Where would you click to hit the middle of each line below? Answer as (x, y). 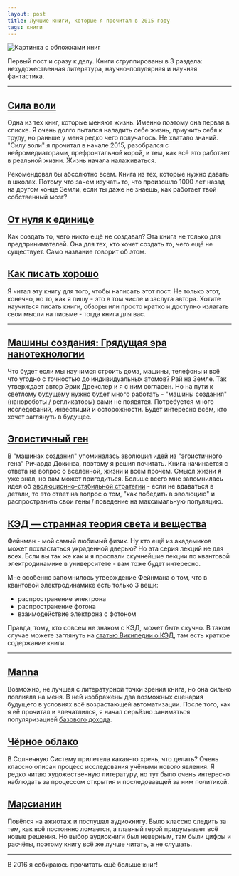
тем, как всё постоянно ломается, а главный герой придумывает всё (113, 829)
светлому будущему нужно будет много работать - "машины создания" (117, 394)
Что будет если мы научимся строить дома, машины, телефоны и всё (114, 371)
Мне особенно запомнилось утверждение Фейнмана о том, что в (107, 578)
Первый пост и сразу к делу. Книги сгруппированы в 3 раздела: (105, 61)
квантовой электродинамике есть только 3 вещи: (83, 585)
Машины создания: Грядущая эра (87, 343)
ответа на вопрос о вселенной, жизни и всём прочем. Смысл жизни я (115, 471)
